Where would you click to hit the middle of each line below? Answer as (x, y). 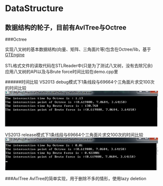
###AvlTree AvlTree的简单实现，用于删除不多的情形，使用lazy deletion (76, 178)
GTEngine (15, 55)
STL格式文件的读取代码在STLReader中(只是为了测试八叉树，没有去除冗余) (79, 65)
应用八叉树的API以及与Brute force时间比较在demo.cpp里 (62, 72)
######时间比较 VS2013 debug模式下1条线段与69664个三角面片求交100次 (80, 82)
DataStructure (34, 8)
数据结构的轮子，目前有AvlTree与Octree (66, 27)
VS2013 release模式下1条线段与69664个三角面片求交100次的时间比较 (74, 135)
